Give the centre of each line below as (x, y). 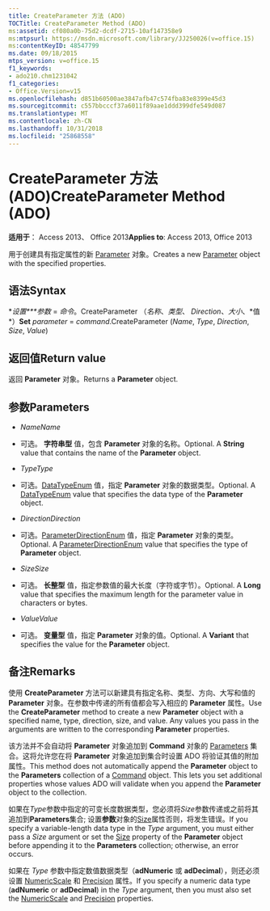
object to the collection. (48, 792)
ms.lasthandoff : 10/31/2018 (56, 129)
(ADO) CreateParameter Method (117, 196)
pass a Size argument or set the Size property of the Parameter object (126, 837)
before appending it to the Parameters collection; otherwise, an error (124, 845)
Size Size (34, 568)
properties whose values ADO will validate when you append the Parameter (135, 783)
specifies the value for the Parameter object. (95, 644)
